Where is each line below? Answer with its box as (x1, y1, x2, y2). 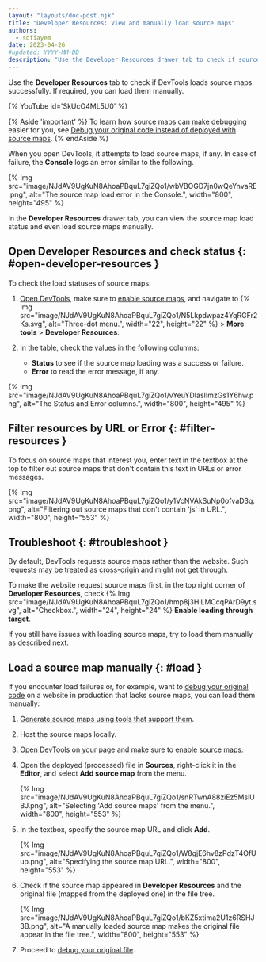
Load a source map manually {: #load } (8, 661, 203, 674)
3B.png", (19, 922, 49, 931)
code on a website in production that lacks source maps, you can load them (8, 691, 256, 700)
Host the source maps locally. (19, 730, 117, 739)
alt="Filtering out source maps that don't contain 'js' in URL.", (27, 504, 227, 514)
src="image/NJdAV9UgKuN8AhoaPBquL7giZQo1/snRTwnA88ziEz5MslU (19, 792, 255, 802)
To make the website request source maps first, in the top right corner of (8, 581, 245, 590)
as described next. (8, 638, 70, 647)
